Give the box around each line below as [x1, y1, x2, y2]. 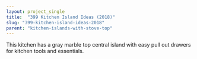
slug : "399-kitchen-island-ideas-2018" [6, 19, 105, 25]
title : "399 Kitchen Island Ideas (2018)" [6, 14, 116, 20]
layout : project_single [6, 8, 65, 15]
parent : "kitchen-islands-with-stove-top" [6, 25, 113, 31]
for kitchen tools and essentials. [6, 48, 84, 55]
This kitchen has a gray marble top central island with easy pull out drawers [6, 41, 191, 48]
